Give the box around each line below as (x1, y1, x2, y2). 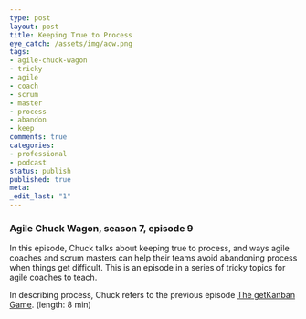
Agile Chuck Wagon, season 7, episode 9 (9, 221, 194, 234)
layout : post (9, 22, 59, 31)
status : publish (9, 166, 71, 175)
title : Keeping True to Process (9, 30, 132, 39)
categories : (9, 141, 55, 150)
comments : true (9, 133, 68, 142)
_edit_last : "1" (9, 192, 71, 201)
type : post (9, 13, 51, 23)
